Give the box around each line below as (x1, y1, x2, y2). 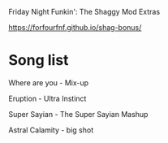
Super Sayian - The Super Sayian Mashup (8, 109, 149, 119)
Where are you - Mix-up (8, 77, 89, 88)
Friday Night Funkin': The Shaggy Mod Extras (8, 7, 161, 16)
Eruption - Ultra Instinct (8, 93, 87, 103)
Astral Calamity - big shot (8, 125, 94, 135)
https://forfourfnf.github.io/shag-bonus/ (8, 23, 142, 32)
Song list (8, 51, 69, 70)
